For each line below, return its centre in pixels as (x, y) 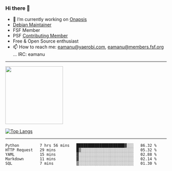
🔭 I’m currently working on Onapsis (50, 20)
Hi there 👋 (18, 8)
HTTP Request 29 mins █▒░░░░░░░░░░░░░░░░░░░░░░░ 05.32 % (81, 150)
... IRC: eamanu (29, 54)
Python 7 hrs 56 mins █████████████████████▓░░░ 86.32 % (81, 146)
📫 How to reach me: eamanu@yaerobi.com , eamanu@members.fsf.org (88, 47)
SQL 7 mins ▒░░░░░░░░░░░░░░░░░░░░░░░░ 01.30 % (81, 164)
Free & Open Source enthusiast (46, 41)
